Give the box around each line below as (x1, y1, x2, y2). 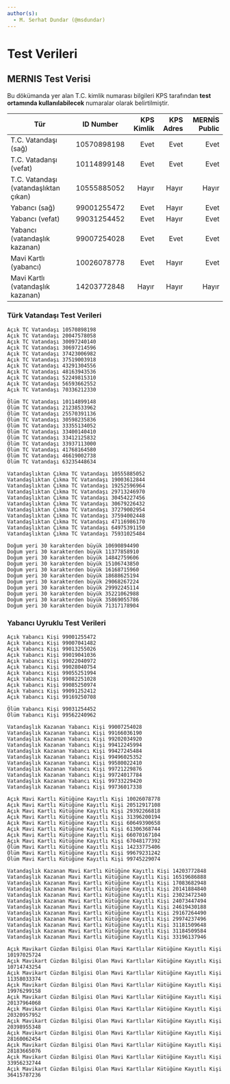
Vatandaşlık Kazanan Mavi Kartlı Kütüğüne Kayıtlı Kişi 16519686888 (7, 874, 207, 881)
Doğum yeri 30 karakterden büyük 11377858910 (7, 548, 139, 555)
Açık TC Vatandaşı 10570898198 (7, 326, 97, 333)
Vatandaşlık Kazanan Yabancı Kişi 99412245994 (7, 742, 142, 749)
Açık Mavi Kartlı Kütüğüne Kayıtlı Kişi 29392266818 (7, 808, 161, 815)
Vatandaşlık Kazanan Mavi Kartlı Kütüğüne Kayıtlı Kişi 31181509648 (7, 922, 207, 929)
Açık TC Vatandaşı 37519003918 (7, 356, 97, 363)
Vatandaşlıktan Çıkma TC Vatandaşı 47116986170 (7, 518, 146, 525)
